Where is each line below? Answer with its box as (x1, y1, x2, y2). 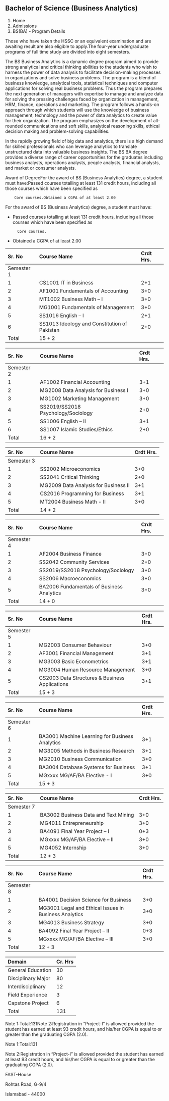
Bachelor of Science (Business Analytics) (5, 4, 138, 13)
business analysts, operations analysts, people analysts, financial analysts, (5, 159, 160, 166)
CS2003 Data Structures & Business (39, 674, 125, 681)
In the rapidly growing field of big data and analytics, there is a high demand (5, 138, 163, 144)
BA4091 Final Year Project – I (40, 828, 110, 835)
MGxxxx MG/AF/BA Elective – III (38, 935, 114, 942)
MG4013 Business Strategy (38, 919, 105, 926)
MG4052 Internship (40, 844, 87, 851)
